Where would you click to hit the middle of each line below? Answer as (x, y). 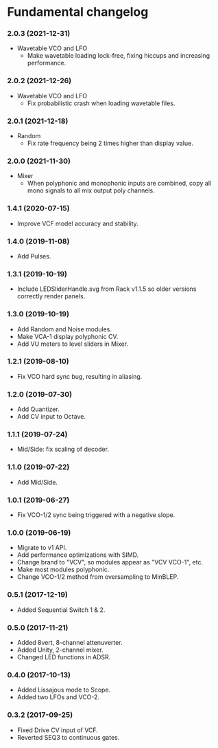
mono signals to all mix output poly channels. (91, 190)
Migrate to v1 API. (42, 548)
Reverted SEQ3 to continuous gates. (68, 737)
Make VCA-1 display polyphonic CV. (68, 336)
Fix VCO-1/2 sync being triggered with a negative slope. (96, 515)
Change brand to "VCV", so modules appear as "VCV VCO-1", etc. (110, 562)
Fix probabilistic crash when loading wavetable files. (101, 103)
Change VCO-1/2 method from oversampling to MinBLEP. (98, 577)
